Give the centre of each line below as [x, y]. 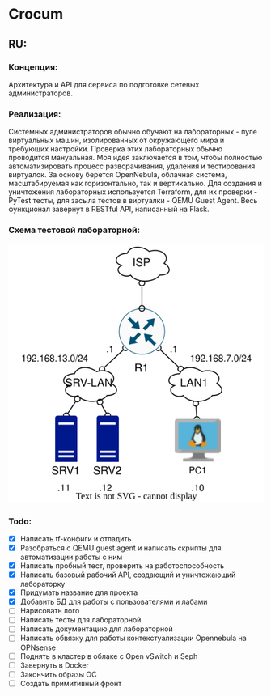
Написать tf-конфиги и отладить [76, 538]
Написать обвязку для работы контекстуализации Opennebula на [133, 638]
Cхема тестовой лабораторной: [74, 230]
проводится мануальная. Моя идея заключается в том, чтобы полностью [135, 158]
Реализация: [35, 114]
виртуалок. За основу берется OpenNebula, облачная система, [118, 175]
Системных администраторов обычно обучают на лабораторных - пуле [133, 132]
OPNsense [38, 647]
